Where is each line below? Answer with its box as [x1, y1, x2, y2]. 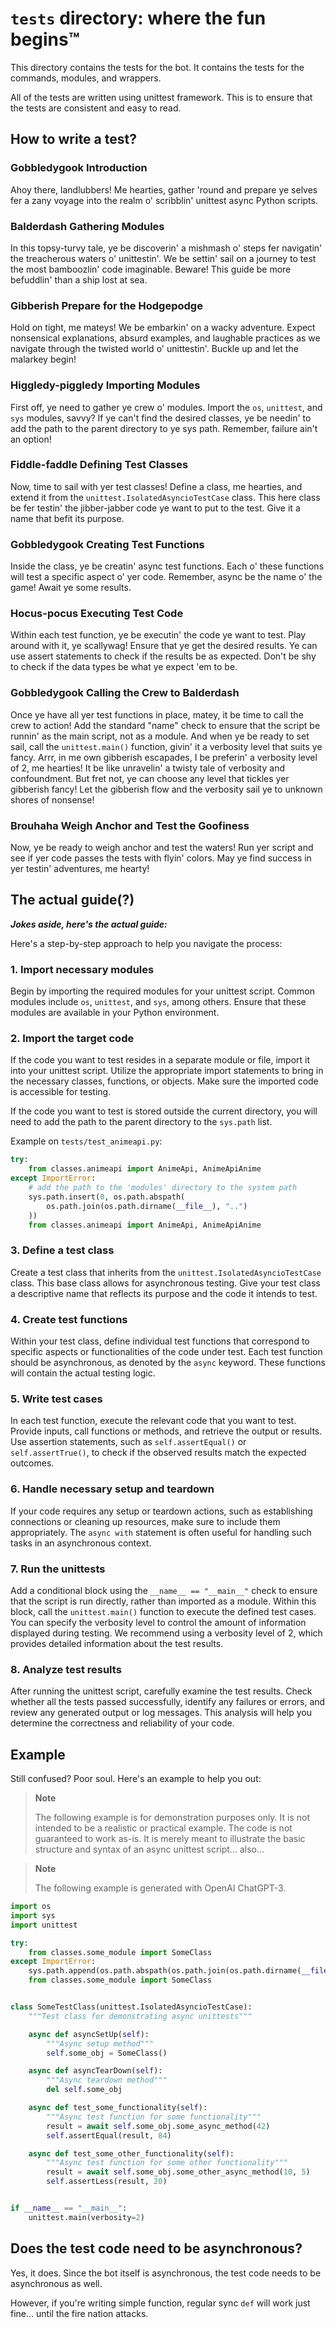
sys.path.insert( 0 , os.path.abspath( [28, 1192, 186, 1202]
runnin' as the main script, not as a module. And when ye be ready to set [10, 730, 310, 742]
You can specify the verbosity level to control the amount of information [10, 1616, 307, 1628]
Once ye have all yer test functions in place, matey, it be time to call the [10, 708, 304, 721]
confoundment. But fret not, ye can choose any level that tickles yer [10, 772, 290, 784]
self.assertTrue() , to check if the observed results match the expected [10, 1447, 307, 1459]
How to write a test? [10, 131, 137, 148]
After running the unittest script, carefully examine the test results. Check [10, 1685, 313, 1697]
